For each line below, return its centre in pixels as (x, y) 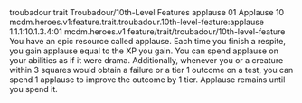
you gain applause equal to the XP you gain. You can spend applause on (144, 51)
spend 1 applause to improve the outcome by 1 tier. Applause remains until (147, 80)
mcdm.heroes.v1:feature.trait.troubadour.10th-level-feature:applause (137, 22)
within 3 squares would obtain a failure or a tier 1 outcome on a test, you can (151, 70)
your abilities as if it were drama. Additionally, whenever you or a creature (146, 60)
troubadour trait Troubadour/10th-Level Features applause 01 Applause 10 (147, 12)
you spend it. (34, 89)
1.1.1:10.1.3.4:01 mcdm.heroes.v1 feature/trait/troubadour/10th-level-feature (147, 32)
